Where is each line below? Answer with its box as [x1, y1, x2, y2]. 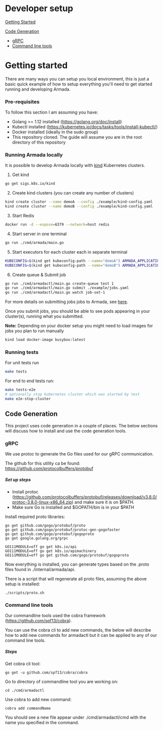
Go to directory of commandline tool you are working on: [5, 679, 118, 684]
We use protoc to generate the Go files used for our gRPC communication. [5, 451, 154, 456]
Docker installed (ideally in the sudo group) [12, 129, 98, 135]
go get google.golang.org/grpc [5, 535, 68, 541]
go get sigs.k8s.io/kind [5, 181, 55, 186]
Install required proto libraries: [5, 514, 65, 519]
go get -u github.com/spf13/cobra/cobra [5, 670, 88, 675]
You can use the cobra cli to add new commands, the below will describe [5, 627, 151, 633]
